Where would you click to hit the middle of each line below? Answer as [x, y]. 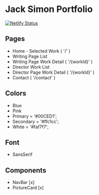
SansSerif [22, 154]
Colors [16, 93]
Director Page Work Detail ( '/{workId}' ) [53, 72]
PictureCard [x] [28, 188]
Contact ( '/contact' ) [34, 77]
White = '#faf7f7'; [30, 127]
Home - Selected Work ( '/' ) [41, 51]
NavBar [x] [23, 182]
